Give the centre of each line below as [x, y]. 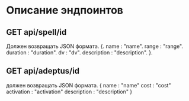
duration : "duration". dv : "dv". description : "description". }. [79, 53]
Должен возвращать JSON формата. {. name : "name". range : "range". [95, 46]
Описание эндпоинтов [65, 10]
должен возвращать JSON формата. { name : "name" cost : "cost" [89, 85]
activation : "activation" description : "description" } [69, 92]
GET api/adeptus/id [43, 71]
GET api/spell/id [36, 32]
